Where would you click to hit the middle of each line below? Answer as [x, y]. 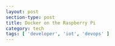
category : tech [25, 28]
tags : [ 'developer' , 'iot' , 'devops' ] [58, 34]
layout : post [22, 12]
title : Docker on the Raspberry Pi [51, 23]
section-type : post [30, 17]
